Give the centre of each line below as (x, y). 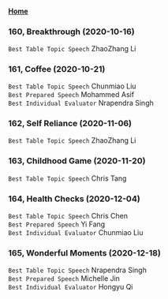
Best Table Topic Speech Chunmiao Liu (72, 86)
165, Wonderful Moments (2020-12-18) (85, 253)
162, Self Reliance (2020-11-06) (70, 124)
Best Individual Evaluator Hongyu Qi (71, 287)
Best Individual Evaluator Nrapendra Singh (81, 103)
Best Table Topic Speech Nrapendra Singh (78, 270)
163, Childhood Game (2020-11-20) (77, 161)
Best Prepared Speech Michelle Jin (64, 278)
